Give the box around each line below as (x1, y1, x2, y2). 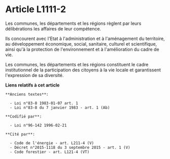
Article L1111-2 (5, 4, 66, 15)
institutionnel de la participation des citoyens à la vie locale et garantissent (5, 67, 161, 73)
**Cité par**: (5, 132, 36, 137)
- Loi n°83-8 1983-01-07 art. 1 (10, 100, 79, 106)
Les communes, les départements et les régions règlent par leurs (5, 20, 142, 26)
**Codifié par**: (5, 114, 42, 119)
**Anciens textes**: (5, 92, 49, 97)
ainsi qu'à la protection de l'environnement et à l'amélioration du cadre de (5, 46, 159, 52)
